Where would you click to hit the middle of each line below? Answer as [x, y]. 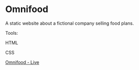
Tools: [12, 33]
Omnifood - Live [22, 62]
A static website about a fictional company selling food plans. [69, 23]
